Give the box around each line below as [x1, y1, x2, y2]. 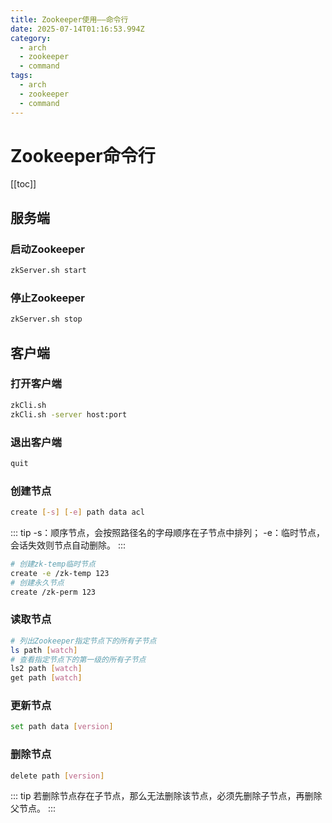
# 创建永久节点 [10, 577, 65, 588]
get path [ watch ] [10, 673, 83, 683]
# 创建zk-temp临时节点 [10, 559, 96, 569]
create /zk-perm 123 [10, 587, 97, 597]
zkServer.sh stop [10, 314, 83, 325]
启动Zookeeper [10, 242, 85, 256]
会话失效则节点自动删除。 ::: [10, 539, 127, 551]
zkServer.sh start [10, 266, 87, 276]
